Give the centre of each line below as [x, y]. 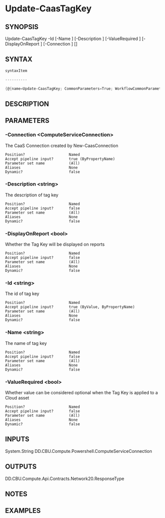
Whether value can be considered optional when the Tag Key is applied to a [82, 392]
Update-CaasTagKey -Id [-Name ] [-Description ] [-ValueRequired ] [73, 38]
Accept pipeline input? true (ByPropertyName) [60, 159]
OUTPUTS [21, 467]
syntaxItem [16, 71]
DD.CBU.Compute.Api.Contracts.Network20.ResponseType [65, 479]
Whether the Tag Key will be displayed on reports [55, 244]
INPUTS [17, 439]
